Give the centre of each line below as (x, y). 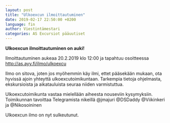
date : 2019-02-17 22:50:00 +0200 (41, 19)
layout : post (19, 10)
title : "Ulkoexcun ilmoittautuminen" (45, 15)
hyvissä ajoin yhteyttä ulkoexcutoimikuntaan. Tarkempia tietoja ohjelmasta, (83, 79)
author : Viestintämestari (33, 29)
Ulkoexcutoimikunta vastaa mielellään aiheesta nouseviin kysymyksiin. (79, 94)
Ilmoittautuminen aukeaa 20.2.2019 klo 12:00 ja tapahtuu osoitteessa (77, 58)
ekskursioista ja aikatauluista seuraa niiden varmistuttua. (64, 84)
